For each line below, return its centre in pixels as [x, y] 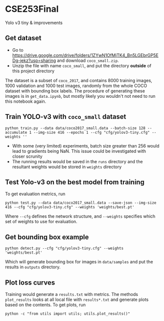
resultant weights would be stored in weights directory [67, 167]
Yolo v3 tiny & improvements [34, 23]
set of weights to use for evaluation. [41, 222]
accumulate [16, 132]
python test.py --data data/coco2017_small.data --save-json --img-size [81, 203]
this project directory [33, 71]
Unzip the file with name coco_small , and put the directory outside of [82, 65]
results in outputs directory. [33, 267]
